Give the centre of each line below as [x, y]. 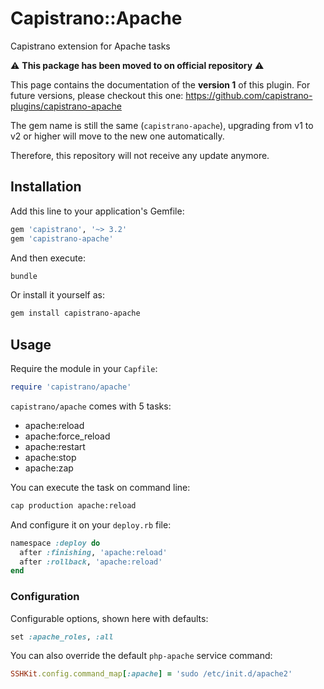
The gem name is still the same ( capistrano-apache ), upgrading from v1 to [162, 125]
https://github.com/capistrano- [249, 95]
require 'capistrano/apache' [71, 387]
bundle [24, 276]
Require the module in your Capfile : [84, 369]
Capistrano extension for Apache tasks [90, 46]
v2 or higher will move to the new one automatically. [117, 136]
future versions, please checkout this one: [97, 95]
